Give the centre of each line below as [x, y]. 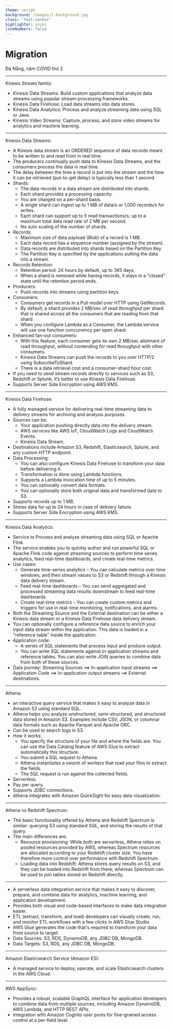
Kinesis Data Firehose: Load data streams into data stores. [74, 104]
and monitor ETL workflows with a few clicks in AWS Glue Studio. [82, 922]
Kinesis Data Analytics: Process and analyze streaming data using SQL [87, 110]
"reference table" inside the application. [55, 635]
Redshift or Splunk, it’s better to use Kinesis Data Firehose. [74, 379]
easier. [20, 911]
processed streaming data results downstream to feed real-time [88, 591]
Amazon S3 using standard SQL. [47, 709]
